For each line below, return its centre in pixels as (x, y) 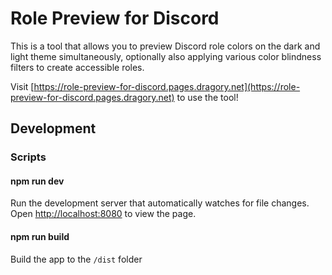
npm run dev (37, 181)
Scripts (28, 157)
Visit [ (22, 86)
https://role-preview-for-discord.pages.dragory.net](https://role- (167, 86)
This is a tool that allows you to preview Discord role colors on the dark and (165, 46)
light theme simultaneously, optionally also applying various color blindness (166, 56)
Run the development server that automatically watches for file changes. (160, 203)
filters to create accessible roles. (77, 67)
